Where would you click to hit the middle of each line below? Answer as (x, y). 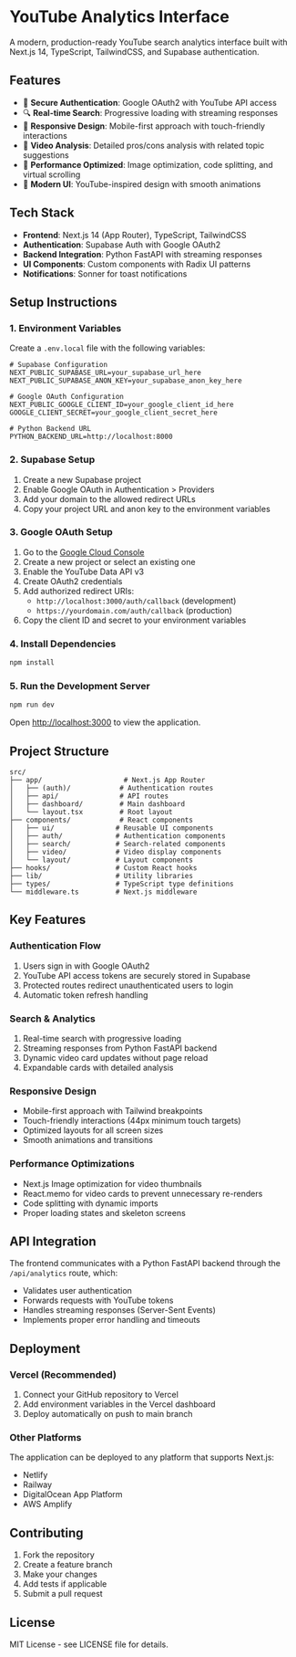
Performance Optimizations (72, 1164)
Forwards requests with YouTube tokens (98, 1300)
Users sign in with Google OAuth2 (86, 966)
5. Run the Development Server (80, 686)
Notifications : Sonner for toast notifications (105, 273)
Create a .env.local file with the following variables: (107, 348)
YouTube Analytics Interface (119, 17)
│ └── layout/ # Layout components (102, 860)
